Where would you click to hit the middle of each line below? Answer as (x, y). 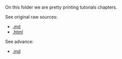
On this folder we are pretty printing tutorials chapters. (61, 7)
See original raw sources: (31, 17)
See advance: (19, 41)
